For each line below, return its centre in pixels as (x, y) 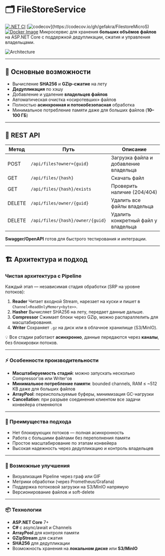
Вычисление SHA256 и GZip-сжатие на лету (59, 84)
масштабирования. (32, 322)
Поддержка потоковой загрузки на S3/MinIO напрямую (70, 487)
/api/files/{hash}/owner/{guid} (69, 220)
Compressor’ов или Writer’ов (42, 378)
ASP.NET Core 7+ (30, 522)
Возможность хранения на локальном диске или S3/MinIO (75, 549)
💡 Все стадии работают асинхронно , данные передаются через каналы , (82, 337)
